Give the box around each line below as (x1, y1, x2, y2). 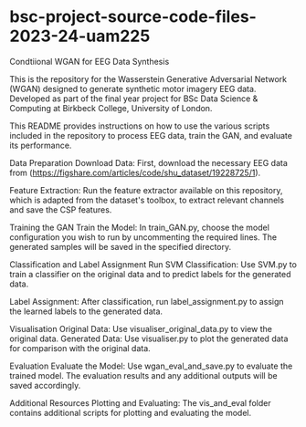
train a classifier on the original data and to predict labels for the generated (9, 268, 291, 279)
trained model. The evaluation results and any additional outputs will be (9, 370, 278, 380)
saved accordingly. (9, 380, 81, 391)
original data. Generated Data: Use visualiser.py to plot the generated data (9, 333, 289, 344)
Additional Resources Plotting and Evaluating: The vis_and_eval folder (9, 397, 271, 408)
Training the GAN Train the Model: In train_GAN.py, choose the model (9, 222, 269, 233)
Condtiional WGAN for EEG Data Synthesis (9, 56, 170, 67)
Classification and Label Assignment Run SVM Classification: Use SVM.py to (9, 258, 297, 270)
